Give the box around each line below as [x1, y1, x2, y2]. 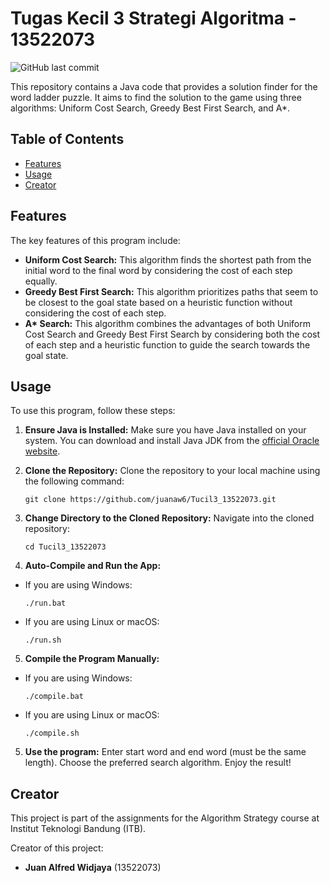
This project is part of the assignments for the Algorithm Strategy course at [10, 812, 320, 824]
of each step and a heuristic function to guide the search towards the [24, 338, 311, 351]
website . [24, 445, 61, 457]
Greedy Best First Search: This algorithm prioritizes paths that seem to [24, 285, 319, 297]
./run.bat [24, 598, 67, 609]
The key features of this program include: [10, 234, 181, 246]
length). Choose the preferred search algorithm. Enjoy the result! [24, 757, 292, 769]
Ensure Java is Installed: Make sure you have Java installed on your [24, 424, 307, 436]
